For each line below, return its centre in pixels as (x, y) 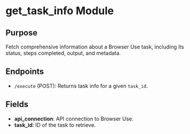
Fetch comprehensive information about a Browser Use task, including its (95, 47)
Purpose (22, 33)
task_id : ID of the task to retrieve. (55, 125)
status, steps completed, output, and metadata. (63, 53)
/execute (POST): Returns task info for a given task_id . (81, 86)
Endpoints (25, 72)
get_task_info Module (60, 11)
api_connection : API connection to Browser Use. (74, 119)
